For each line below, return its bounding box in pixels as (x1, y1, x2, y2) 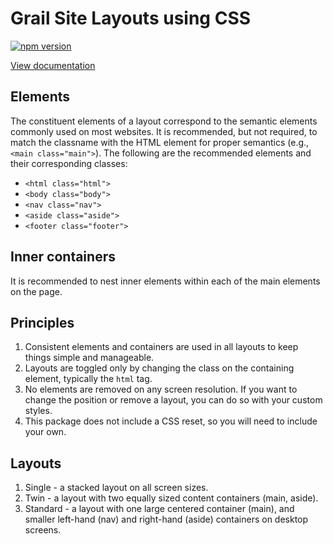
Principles (10, 314, 75, 331)
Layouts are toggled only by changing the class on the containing (24, 362, 295, 374)
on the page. (10, 285, 63, 297)
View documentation (10, 59, 96, 71)
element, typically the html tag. (24, 373, 153, 385)
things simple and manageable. (24, 352, 155, 364)
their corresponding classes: (10, 157, 128, 169)
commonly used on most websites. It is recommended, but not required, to (10, 125, 318, 137)
